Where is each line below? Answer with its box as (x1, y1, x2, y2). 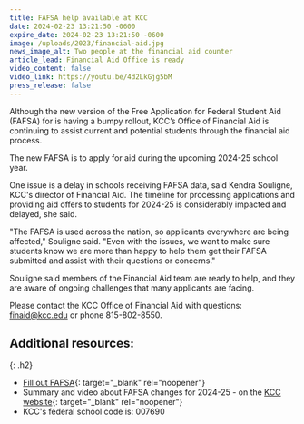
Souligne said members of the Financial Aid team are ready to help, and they (9, 272, 296, 283)
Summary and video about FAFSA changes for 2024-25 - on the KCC (22, 387, 281, 398)
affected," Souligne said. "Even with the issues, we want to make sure (9, 235, 270, 246)
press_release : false (9, 81, 92, 90)
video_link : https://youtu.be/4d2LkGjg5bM (9, 73, 172, 82)
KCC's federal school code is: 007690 (22, 406, 165, 418)
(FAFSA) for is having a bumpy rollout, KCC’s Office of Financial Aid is (9, 115, 270, 126)
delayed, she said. (9, 208, 78, 219)
